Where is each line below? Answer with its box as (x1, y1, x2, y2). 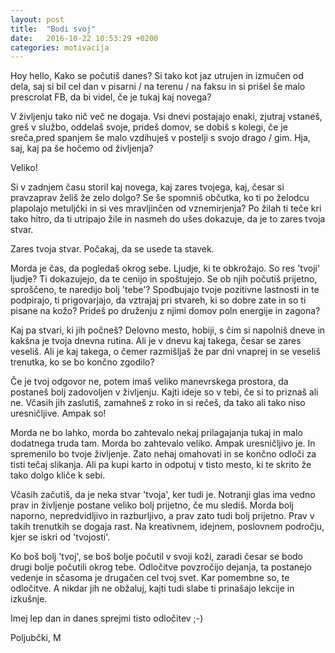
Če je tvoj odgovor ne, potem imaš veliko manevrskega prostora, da (10, 376, 289, 388)
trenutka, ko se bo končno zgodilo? (10, 356, 155, 368)
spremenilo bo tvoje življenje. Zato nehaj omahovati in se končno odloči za (10, 448, 317, 460)
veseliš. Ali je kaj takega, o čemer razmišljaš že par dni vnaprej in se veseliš (10, 346, 321, 358)
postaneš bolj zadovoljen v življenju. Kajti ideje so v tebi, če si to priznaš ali (10, 386, 319, 398)
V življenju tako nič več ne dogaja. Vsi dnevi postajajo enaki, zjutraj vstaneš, (10, 111, 323, 123)
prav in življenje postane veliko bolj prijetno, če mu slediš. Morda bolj (10, 499, 295, 511)
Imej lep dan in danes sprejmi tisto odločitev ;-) (10, 612, 204, 625)
